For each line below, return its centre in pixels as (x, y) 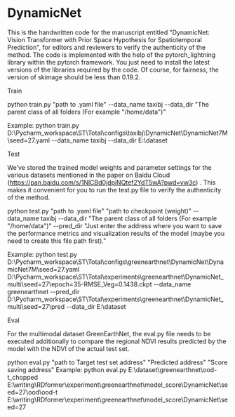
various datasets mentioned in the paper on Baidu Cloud (89, 175)
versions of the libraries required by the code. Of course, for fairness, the (113, 69)
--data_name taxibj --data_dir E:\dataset (110, 140)
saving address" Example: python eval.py (67, 369)
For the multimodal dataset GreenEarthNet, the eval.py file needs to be (109, 333)
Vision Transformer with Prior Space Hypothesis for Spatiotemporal (105, 39)
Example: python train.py (43, 125)
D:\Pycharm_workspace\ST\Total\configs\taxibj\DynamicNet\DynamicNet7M (117, 133)
